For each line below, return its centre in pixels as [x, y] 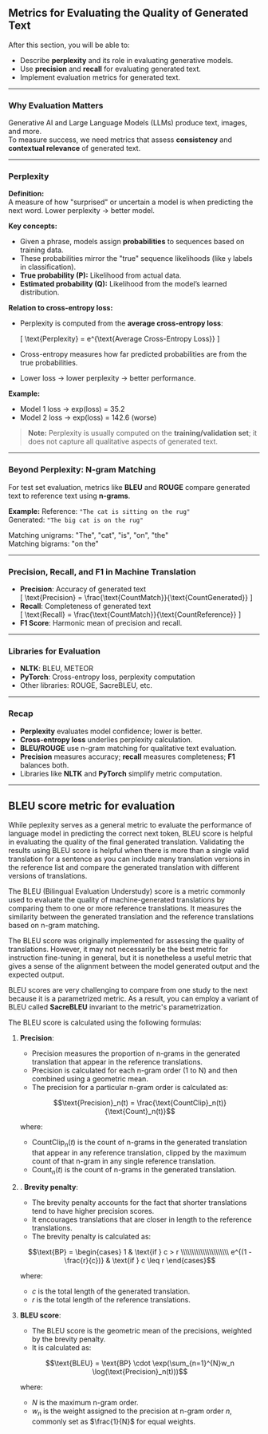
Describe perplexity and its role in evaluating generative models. [126, 60]
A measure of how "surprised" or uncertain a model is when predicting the [131, 202]
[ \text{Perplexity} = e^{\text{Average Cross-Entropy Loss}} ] [120, 339]
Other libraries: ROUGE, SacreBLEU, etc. [86, 685]
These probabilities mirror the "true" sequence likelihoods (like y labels [136, 259]
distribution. [39, 292]
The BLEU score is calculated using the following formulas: [105, 1023]
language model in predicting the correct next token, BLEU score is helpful [131, 834]
